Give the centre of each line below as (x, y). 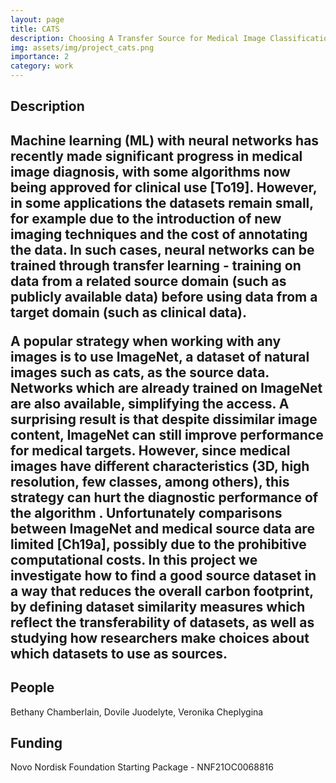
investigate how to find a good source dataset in (163, 575)
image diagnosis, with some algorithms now (150, 171)
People (32, 687)
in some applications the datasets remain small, (162, 202)
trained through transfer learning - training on (156, 265)
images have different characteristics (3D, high (160, 466)
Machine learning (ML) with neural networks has (165, 140)
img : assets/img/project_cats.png (82, 47)
